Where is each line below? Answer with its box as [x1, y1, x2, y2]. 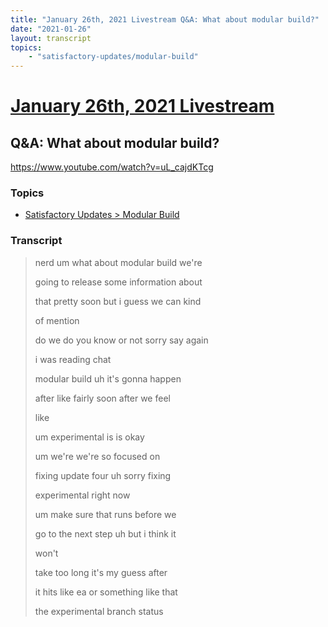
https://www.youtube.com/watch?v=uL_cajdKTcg [10, 161, 214, 173]
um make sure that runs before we [34, 508, 177, 520]
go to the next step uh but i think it [34, 527, 177, 540]
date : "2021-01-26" [10, 24, 92, 34]
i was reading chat [34, 353, 112, 365]
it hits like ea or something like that [34, 586, 178, 598]
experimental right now [34, 489, 131, 501]
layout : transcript [10, 33, 92, 43]
